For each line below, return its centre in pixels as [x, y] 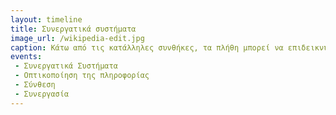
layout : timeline [46, 19]
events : [26, 57]
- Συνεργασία [42, 94]
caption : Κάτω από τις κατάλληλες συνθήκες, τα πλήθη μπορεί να [147, 47]
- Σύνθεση [35, 85]
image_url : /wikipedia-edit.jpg [77, 38]
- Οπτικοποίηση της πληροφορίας [82, 76]
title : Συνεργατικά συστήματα [73, 29]
